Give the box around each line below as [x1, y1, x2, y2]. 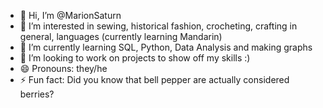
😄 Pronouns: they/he [19, 63, 108, 74]
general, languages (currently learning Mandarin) [19, 31, 223, 42]
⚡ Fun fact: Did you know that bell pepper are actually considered [19, 74, 290, 85]
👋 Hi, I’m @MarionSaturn [19, 10, 122, 21]
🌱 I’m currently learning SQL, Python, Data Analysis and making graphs [19, 41, 313, 53]
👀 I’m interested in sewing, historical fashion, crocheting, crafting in [19, 20, 298, 32]
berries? [19, 88, 55, 100]
